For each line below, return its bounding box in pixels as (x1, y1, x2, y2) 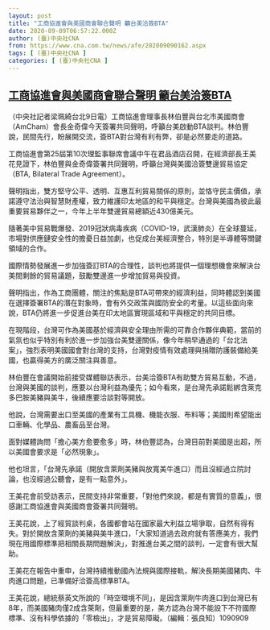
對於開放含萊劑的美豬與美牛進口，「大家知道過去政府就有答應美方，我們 (22, 528, 259, 538)
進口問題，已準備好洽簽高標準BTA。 (14, 575, 134, 585)
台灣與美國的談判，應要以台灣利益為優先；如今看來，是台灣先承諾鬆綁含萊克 (8, 382, 262, 392)
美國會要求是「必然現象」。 (14, 446, 104, 456)
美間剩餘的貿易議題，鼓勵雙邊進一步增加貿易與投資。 (8, 271, 185, 280)
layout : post (8, 11, 52, 20)
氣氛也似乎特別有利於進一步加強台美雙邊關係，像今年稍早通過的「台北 (8, 335, 241, 345)
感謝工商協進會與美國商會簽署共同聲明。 (8, 501, 142, 511)
